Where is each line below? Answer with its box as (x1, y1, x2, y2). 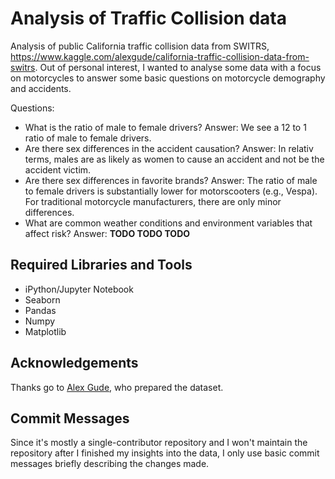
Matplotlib (24, 325, 67, 337)
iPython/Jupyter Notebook (24, 283, 134, 295)
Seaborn (24, 293, 61, 306)
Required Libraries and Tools (10, 257, 193, 274)
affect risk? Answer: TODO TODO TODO (24, 227, 191, 239)
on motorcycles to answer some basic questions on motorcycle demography (10, 72, 326, 84)
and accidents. (10, 82, 72, 94)
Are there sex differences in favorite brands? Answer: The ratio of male (24, 174, 318, 186)
